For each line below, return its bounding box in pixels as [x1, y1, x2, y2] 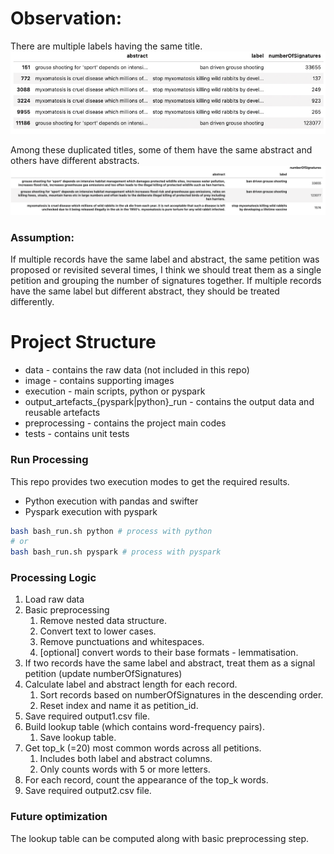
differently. [10, 296, 55, 308]
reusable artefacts [24, 407, 101, 419]
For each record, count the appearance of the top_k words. [24, 774, 269, 786]
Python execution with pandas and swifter [24, 495, 199, 507]
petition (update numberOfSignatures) [24, 668, 183, 680]
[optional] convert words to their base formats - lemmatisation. [39, 647, 299, 659]
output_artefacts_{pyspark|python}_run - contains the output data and [24, 396, 315, 408]
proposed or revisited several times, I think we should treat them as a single [10, 264, 322, 276]
